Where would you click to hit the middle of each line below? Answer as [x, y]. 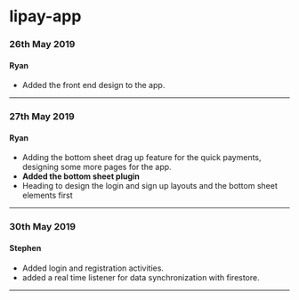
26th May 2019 [42, 45]
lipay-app [45, 16]
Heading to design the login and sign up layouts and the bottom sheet [149, 186]
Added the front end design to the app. [93, 85]
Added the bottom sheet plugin [81, 176]
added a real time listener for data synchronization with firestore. [141, 277]
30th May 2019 [43, 227]
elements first [47, 195]
